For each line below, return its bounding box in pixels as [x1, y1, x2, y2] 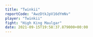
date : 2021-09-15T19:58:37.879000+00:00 [5, 25, 89, 30]
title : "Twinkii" [5, 7, 40, 12]
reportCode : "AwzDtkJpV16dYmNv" [5, 12, 71, 16]
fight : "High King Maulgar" [5, 20, 62, 25]
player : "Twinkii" [5, 16, 42, 21]
